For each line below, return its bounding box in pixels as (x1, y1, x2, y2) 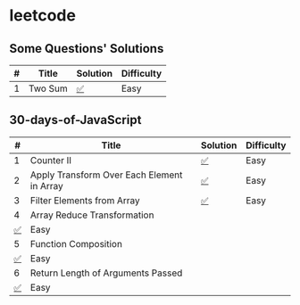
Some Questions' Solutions (9, 41, 164, 56)
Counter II (29, 153, 72, 166)
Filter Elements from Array (29, 194, 140, 206)
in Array (29, 179, 64, 192)
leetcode (9, 5, 76, 26)
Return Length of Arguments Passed (29, 267, 183, 279)
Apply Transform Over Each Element (29, 169, 183, 181)
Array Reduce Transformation (29, 209, 154, 221)
